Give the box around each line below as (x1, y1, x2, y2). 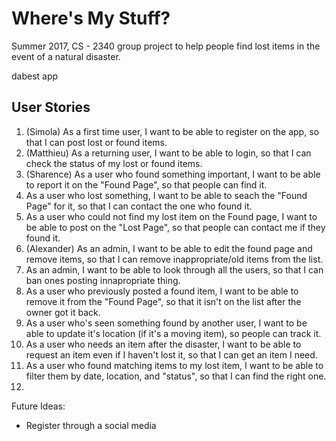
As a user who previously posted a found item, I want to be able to (25, 285, 299, 297)
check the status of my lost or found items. (25, 157, 203, 169)
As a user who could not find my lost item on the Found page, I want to (25, 210, 318, 222)
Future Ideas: (11, 400, 66, 412)
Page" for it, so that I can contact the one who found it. (25, 200, 253, 212)
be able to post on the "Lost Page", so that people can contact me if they (25, 221, 326, 233)
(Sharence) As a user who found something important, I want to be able (25, 168, 321, 180)
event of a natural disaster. (11, 50, 121, 62)
